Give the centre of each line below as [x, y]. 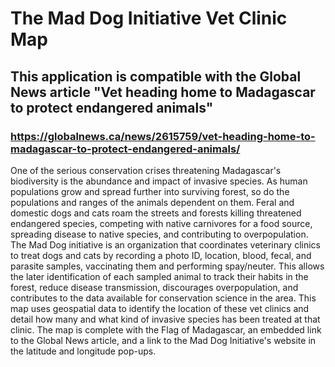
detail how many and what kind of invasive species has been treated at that [165, 319]
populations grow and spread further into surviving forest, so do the [150, 191]
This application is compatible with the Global [156, 76]
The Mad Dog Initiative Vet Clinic [149, 18]
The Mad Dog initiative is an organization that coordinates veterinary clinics [166, 244]
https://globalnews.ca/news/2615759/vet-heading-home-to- [163, 136]
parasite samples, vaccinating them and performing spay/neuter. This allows [167, 266]
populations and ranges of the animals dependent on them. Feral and [152, 202]
